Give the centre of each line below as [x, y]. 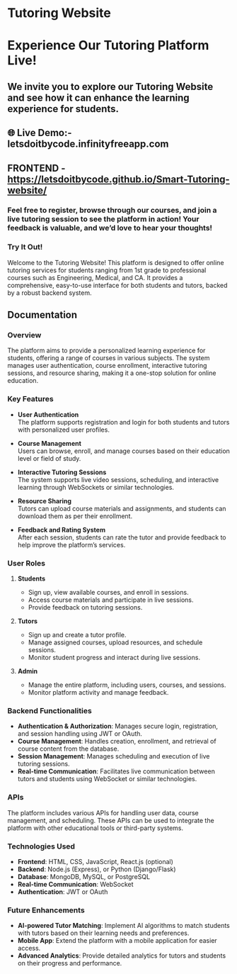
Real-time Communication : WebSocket [75, 884]
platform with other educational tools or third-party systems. [96, 828]
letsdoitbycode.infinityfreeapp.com [88, 144]
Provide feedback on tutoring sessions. [85, 608]
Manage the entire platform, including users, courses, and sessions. [127, 685]
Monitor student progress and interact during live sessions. [114, 658]
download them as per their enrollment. [75, 516]
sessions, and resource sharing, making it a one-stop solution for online [112, 373]
